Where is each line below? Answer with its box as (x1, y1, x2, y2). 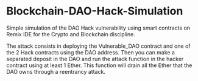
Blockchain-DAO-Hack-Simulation (6, 4, 183, 18)
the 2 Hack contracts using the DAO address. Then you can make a (6, 48, 175, 56)
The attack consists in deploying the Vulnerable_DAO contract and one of (6, 42, 191, 50)
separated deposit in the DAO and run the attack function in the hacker (6, 55, 184, 62)
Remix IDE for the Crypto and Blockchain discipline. (6, 30, 135, 37)
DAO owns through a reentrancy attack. (6, 68, 105, 75)
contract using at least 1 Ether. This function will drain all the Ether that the (6, 62, 193, 69)
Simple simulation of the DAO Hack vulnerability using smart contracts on (6, 24, 191, 31)
